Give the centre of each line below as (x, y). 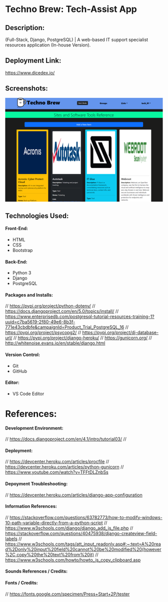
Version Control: (23, 354)
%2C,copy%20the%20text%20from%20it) (49, 554)
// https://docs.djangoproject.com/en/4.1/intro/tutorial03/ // (66, 439)
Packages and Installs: (29, 295)
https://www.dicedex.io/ (30, 72)
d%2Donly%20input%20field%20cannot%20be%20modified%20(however (83, 549)
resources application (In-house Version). (48, 45)
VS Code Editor (28, 393)
